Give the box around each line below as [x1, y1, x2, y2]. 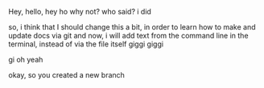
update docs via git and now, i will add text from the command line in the [8, 31, 249, 40]
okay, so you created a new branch [8, 70, 125, 79]
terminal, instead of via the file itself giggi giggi [8, 39, 163, 49]
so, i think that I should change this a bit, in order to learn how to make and [8, 22, 256, 31]
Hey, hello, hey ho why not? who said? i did [8, 7, 151, 16]
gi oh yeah [8, 55, 43, 64]
